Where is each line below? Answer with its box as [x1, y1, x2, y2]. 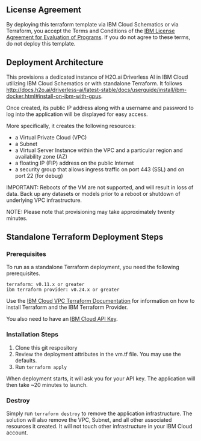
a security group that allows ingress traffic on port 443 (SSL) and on [14, 165, 185, 173]
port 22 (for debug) [14, 172, 63, 179]
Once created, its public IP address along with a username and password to [6, 104, 194, 111]
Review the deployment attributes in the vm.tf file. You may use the [14, 350, 182, 357]
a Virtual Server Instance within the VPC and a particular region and [14, 147, 183, 154]
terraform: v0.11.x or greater [6, 282, 85, 288]
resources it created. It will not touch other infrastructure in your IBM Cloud [6, 422, 193, 430]
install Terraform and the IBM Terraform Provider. [6, 303, 128, 311]
